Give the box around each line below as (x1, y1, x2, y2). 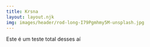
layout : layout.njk (6, 14, 55, 20)
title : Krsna (6, 8, 39, 15)
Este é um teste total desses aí (6, 36, 81, 43)
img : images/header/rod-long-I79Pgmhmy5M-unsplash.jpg (6, 19, 145, 25)
